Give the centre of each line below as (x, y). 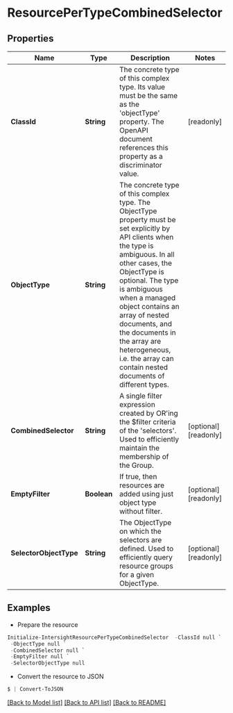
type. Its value (142, 87)
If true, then (138, 477)
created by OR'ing (148, 413)
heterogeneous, (145, 350)
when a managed (147, 298)
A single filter (141, 396)
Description (150, 58)
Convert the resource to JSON (60, 677)
